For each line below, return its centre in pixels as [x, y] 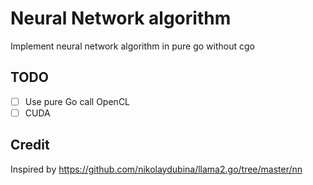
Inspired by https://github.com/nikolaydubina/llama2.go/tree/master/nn [156, 169]
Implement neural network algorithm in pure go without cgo [132, 46]
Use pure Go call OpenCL [77, 101]
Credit [30, 145]
